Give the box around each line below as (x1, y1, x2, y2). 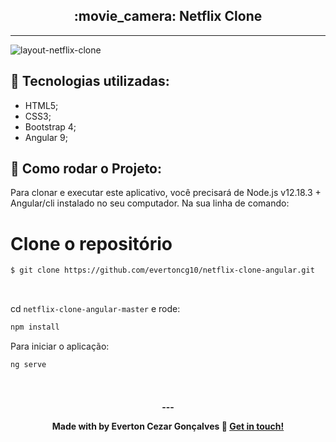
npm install (10, 322, 60, 333)
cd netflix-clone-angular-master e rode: (10, 303, 181, 315)
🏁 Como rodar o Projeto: (10, 160, 163, 178)
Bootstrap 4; (24, 120, 77, 133)
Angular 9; (24, 131, 68, 143)
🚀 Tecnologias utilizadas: (10, 73, 170, 90)
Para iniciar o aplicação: (10, 340, 110, 353)
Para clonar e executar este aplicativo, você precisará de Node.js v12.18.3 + (10, 187, 322, 199)
